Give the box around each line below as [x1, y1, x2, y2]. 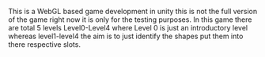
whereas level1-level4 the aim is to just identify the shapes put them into [8, 31, 244, 41]
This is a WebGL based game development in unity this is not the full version [8, 7, 258, 16]
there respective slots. [8, 40, 81, 49]
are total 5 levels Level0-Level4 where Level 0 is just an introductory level [8, 23, 248, 32]
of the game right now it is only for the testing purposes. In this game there [8, 15, 252, 24]
